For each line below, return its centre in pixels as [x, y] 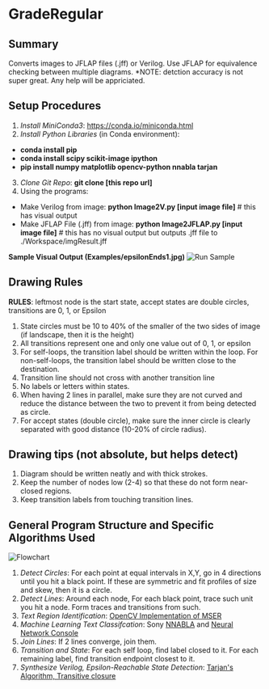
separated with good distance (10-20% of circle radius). [113, 429]
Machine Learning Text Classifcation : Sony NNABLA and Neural [126, 624]
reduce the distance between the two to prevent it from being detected [138, 403]
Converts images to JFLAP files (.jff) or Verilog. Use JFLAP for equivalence [133, 63]
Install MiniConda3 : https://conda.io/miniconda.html [107, 125]
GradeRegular [56, 14]
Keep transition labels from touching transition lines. [107, 500]
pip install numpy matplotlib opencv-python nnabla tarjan [119, 167]
